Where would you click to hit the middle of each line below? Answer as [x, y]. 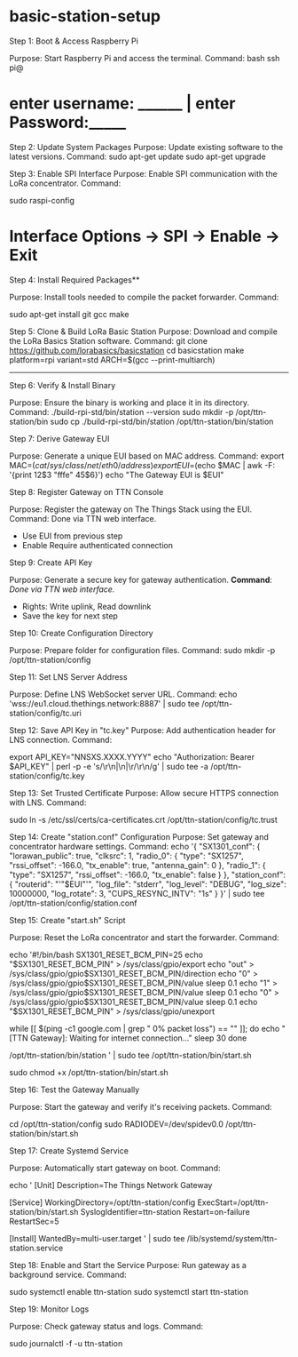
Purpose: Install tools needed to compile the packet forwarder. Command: [144, 297]
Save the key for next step [70, 616]
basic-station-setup [85, 16]
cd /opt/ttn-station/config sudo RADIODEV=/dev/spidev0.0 [117, 1124]
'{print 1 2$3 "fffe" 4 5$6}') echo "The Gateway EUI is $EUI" [117, 475]
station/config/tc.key [47, 776]
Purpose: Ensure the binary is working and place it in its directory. [129, 403]
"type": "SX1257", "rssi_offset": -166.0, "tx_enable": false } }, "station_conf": [148, 874]
